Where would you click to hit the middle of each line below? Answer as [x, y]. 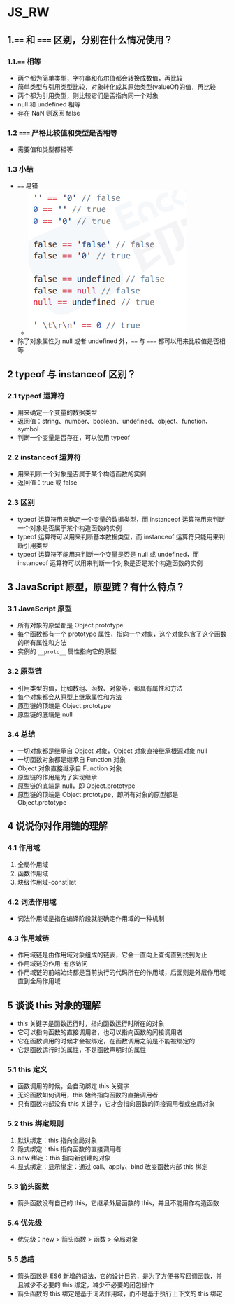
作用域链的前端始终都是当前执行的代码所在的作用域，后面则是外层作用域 [121, 972]
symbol [28, 429]
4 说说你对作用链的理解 [58, 826]
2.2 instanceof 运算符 [44, 457]
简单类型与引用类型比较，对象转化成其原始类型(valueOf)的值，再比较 [117, 86]
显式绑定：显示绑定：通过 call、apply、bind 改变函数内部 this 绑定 [112, 1166]
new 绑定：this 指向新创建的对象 [64, 1158]
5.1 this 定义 [27, 1070]
